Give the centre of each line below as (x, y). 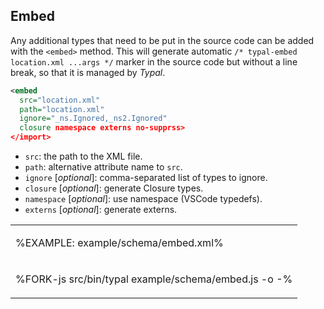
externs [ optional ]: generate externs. (101, 210)
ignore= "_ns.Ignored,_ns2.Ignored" (93, 119)
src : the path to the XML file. (83, 156)
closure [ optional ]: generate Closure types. (114, 188)
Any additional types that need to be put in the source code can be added (162, 40)
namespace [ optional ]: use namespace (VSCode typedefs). (143, 199)
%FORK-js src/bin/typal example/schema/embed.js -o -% (154, 279)
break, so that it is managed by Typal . (88, 72)
